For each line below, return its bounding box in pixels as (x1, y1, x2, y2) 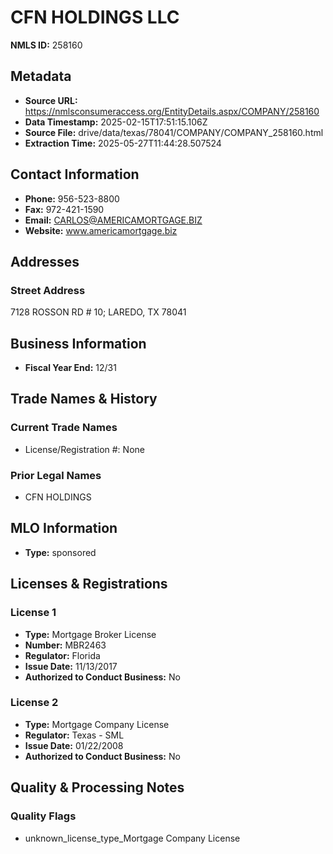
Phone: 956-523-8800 (24, 192, 120, 205)
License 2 (10, 696, 59, 710)
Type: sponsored (24, 546, 97, 558)
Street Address (10, 283, 86, 297)
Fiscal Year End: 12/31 (24, 362, 117, 374)
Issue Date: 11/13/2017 (24, 660, 118, 672)
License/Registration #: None (24, 443, 145, 455)
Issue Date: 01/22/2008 (24, 739, 124, 751)
